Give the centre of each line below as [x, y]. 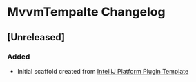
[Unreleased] [36, 37]
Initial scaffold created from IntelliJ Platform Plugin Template [103, 71]
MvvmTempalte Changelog [86, 12]
